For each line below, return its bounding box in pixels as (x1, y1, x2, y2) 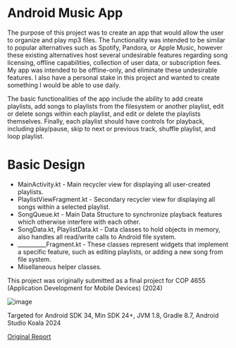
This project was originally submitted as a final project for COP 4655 (7, 276, 206, 284)
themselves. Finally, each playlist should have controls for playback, (7, 116, 205, 125)
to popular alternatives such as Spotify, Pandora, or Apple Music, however (7, 43, 223, 52)
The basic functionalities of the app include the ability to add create (7, 94, 204, 103)
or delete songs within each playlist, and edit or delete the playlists (7, 109, 201, 118)
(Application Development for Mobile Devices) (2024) (7, 284, 163, 292)
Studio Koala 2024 (7, 318, 61, 327)
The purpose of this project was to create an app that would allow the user (7, 28, 224, 37)
